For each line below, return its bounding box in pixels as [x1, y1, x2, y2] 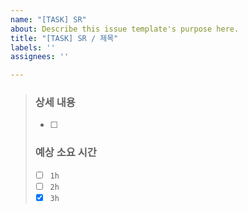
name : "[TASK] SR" [10, 14, 87, 25]
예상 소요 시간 [34, 146, 97, 160]
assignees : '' [10, 52, 70, 62]
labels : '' [10, 42, 56, 53]
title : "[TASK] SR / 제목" [10, 33, 119, 43]
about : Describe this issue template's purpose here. [10, 24, 240, 34]
